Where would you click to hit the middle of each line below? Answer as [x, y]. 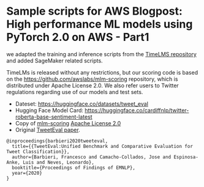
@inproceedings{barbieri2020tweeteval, [57, 141]
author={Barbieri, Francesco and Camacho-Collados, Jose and [92, 157]
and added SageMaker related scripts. [55, 61]
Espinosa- [186, 157]
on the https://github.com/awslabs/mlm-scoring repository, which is [92, 79]
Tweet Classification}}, [38, 152]
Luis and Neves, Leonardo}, [59, 162]
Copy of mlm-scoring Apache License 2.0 [68, 123]
